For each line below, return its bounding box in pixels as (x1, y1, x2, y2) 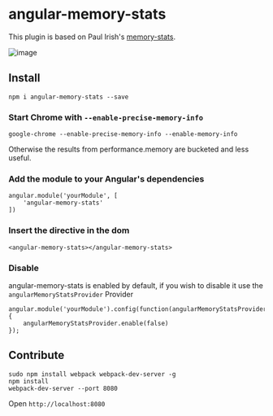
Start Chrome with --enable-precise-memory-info (8, 112, 204, 123)
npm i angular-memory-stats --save (8, 93, 129, 101)
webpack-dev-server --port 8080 (8, 384, 118, 392)
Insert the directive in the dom (8, 225, 130, 236)
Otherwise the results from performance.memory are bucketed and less (8, 144, 249, 155)
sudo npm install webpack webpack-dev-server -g (8, 370, 176, 379)
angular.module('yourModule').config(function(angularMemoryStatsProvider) (8, 304, 271, 313)
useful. (8, 153, 32, 163)
